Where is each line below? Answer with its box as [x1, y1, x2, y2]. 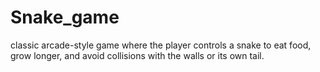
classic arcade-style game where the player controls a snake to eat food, [10, 39, 312, 51]
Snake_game [10, 6, 120, 29]
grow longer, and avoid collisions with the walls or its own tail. [10, 49, 265, 61]
